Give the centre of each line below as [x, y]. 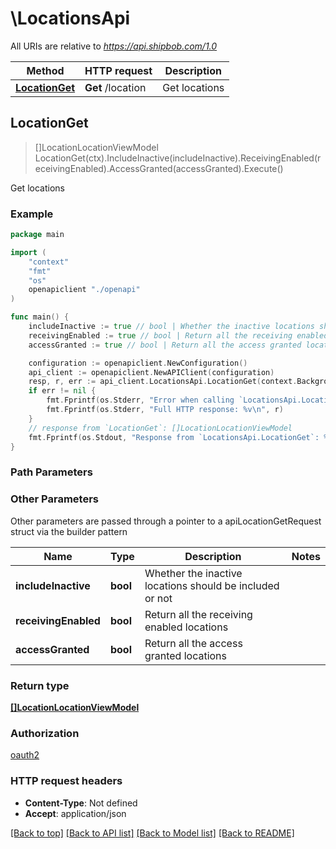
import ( [28, 252]
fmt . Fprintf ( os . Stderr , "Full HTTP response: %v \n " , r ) [165, 410]
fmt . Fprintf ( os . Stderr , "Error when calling [140, 400]
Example [32, 214]
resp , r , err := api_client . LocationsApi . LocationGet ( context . [163, 382]
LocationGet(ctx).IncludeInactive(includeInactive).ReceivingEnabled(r [178, 158]
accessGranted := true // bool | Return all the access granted [165, 345]
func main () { [40, 317]
